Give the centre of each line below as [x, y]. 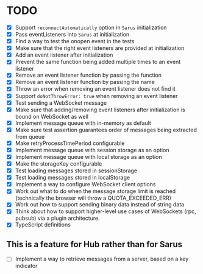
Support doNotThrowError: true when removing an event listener [96, 96]
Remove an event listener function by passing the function [88, 75]
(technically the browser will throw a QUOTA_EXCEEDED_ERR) [93, 198]
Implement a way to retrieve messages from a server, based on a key [102, 259]
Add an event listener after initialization [64, 55]
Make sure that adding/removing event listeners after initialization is [100, 110]
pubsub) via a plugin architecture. [57, 218]
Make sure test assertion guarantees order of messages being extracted [106, 130]
